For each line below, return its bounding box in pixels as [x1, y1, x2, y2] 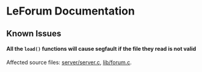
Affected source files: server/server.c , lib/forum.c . [6, 59, 132, 66]
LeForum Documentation [6, 4, 135, 18]
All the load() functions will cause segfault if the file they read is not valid [6, 45, 197, 53]
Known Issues [6, 28, 62, 39]
